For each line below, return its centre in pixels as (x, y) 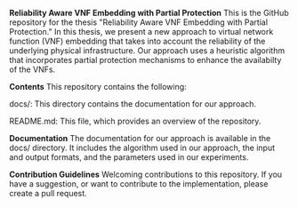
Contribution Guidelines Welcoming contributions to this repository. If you (146, 174)
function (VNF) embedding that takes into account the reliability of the (137, 41)
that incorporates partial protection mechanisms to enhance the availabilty (145, 60)
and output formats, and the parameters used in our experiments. (129, 157)
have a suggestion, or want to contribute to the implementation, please (139, 184)
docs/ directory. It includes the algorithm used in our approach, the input (142, 147)
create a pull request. (48, 193)
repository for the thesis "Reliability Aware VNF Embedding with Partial (139, 22)
